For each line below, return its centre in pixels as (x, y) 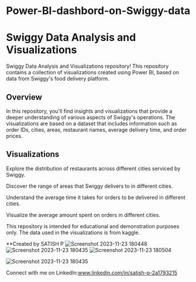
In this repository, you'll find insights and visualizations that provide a (89, 111)
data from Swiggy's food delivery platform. (58, 79)
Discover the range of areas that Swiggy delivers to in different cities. (90, 186)
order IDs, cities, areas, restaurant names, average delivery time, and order (97, 129)
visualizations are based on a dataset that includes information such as (92, 123)
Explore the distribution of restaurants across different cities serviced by (93, 168)
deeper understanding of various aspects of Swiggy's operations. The (91, 117)
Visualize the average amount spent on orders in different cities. (83, 215)
